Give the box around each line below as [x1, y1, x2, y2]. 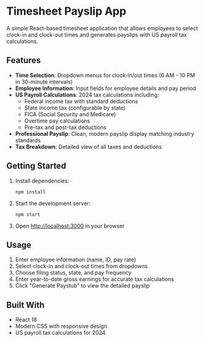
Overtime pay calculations [24, 117, 90, 124]
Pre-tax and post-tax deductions [24, 124, 107, 131]
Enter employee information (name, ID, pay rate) [15, 256, 136, 264]
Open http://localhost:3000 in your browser [15, 222, 125, 229]
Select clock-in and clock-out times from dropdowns [15, 262, 148, 270]
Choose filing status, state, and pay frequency [15, 269, 132, 277]
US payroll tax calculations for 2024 [15, 329, 106, 336]
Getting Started [6, 161, 67, 171]
